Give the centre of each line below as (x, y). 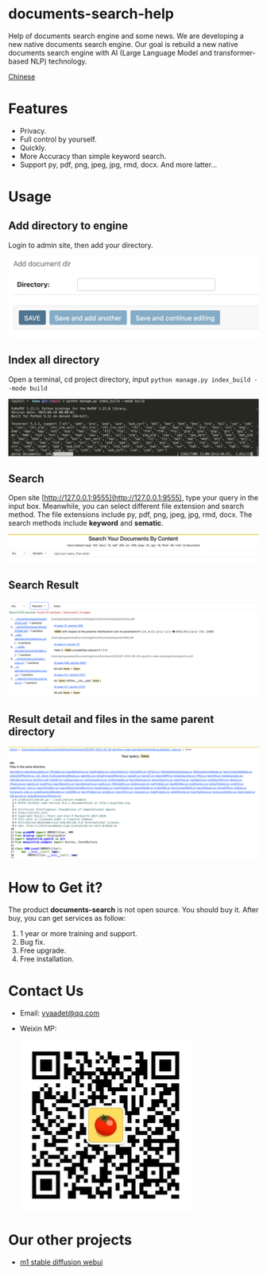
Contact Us (46, 991)
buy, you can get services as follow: (67, 919)
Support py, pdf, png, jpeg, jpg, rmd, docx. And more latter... (118, 165)
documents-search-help (91, 14)
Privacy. (33, 130)
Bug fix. (33, 942)
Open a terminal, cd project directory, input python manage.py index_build (130, 379)
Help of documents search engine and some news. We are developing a (126, 36)
